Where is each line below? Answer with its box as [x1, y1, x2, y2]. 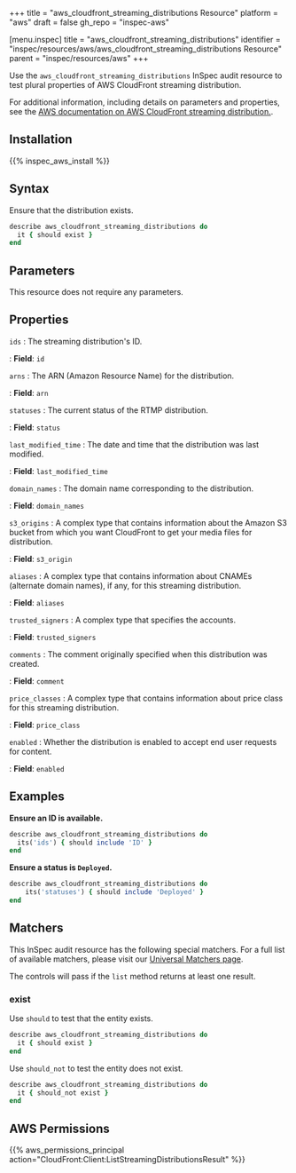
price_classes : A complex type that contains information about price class [9, 693, 284, 703]
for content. [9, 746, 52, 757]
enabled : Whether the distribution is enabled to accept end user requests [9, 736, 277, 747]
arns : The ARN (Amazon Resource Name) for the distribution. [9, 370, 235, 381]
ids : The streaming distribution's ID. [9, 336, 143, 346]
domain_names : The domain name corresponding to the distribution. [9, 483, 254, 494]
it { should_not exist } [17, 1088, 109, 1098]
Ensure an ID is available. [9, 812, 104, 823]
